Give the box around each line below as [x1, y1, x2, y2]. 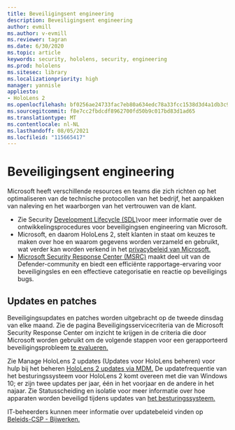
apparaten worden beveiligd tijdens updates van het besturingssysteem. [7, 394, 215, 402]
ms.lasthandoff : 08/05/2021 [7, 127, 90, 134]
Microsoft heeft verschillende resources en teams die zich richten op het [7, 187, 217, 196]
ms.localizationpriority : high [7, 75, 99, 83]
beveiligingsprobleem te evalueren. [7, 343, 108, 352]
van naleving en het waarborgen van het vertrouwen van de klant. [7, 202, 197, 210]
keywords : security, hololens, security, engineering [7, 56, 168, 63]
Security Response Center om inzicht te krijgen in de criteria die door [7, 329, 206, 336]
